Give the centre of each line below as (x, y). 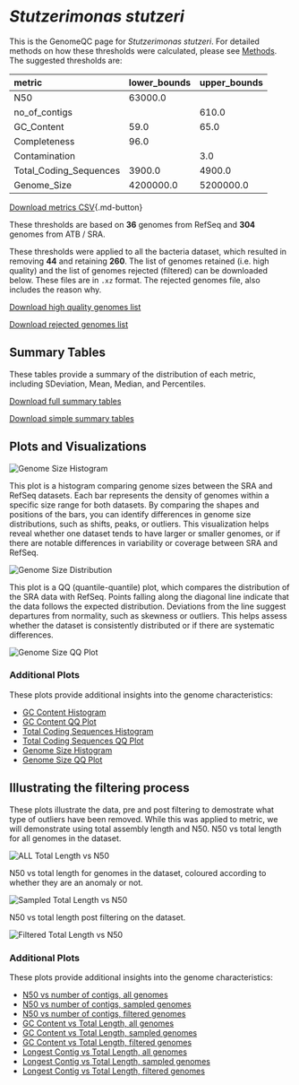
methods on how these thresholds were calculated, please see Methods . (143, 50)
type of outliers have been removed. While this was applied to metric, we (144, 819)
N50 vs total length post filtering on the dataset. (98, 917)
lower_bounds (159, 82)
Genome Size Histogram (67, 750)
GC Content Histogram (64, 712)
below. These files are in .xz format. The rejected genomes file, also (135, 280)
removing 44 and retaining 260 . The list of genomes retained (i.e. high (140, 261)
